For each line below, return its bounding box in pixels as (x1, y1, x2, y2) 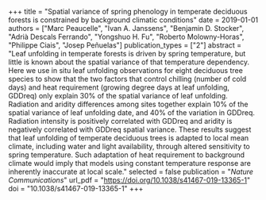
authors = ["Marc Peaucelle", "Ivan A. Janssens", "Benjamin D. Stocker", (8, 24, 245, 33)
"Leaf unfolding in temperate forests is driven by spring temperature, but (8, 49, 246, 58)
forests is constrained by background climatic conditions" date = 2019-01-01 (8, 15, 259, 25)
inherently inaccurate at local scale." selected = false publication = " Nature (8, 167, 254, 176)
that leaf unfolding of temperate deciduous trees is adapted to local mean (8, 133, 249, 142)
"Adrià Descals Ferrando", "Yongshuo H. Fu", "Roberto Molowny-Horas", (8, 32, 245, 41)
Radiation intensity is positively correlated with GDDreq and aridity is (8, 117, 233, 125)
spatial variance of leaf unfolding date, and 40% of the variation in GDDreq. (8, 108, 256, 117)
